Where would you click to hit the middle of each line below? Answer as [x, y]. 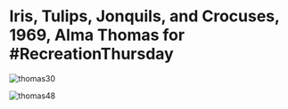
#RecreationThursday [91, 54]
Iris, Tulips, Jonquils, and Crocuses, [144, 16]
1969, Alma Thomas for [97, 35]
